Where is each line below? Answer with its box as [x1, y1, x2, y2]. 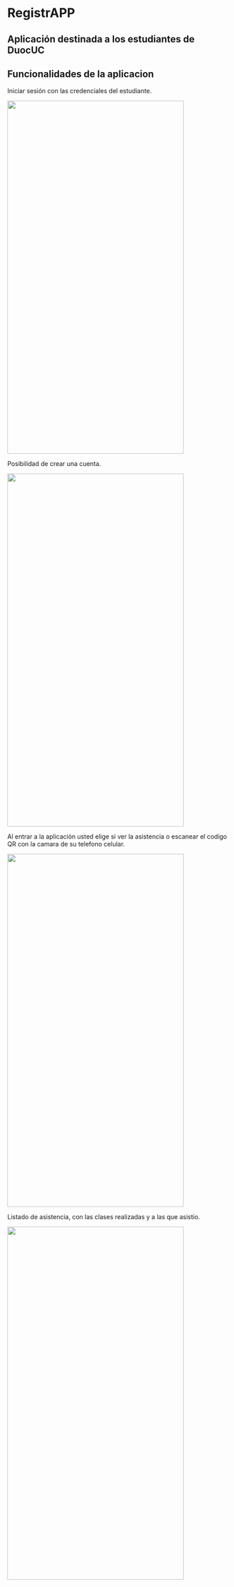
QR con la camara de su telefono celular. [7, 840, 125, 849]
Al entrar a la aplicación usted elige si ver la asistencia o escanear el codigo [7, 832, 228, 841]
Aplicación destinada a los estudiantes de [7, 33, 195, 45]
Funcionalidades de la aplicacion [7, 68, 154, 80]
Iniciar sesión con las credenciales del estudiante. [7, 87, 152, 95]
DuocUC [7, 44, 45, 56]
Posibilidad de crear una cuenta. [7, 460, 101, 468]
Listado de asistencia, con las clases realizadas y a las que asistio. [7, 1213, 201, 1221]
